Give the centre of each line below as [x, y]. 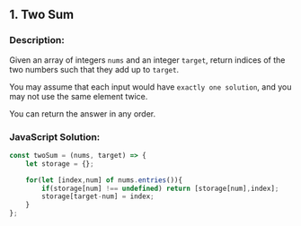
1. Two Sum [42, 15]
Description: [37, 40]
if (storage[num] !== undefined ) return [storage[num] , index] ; [160, 188]
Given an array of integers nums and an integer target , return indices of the [147, 60]
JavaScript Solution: [55, 136]
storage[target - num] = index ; [98, 196]
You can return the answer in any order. [82, 113]
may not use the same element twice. [79, 96]
